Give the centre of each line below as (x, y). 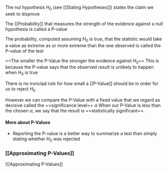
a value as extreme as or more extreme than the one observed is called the (83, 46)
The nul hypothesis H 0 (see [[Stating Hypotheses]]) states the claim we (79, 8)
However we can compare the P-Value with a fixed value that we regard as (83, 100)
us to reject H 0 (20, 90)
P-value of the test (24, 51)
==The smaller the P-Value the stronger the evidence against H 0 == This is (82, 61)
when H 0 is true (21, 73)
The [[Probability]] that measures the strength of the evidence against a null (84, 24)
